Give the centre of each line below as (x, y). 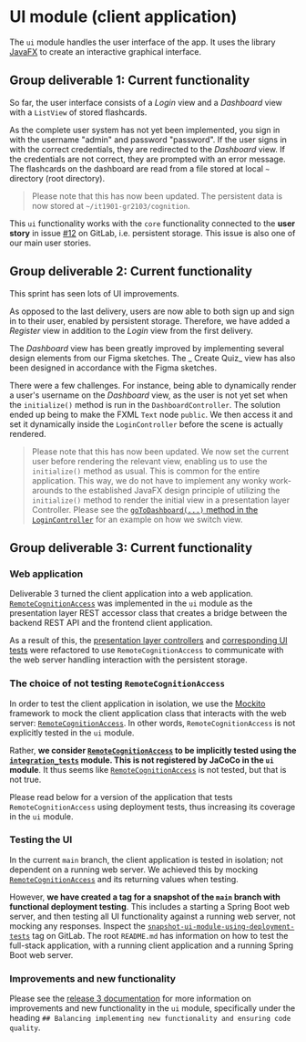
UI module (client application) (123, 17)
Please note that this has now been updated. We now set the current (160, 451)
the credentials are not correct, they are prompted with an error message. (148, 159)
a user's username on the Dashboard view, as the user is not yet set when (149, 395)
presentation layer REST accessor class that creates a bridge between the (148, 613)
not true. (25, 779)
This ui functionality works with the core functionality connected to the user (153, 223)
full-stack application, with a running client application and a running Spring (152, 945)
